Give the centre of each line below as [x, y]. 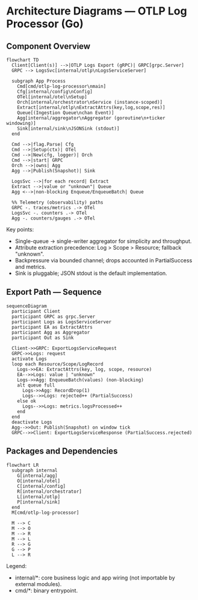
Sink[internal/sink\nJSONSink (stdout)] [68, 128]
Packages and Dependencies [62, 451]
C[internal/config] [42, 486]
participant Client [36, 311]
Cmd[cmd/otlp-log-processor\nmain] [62, 86]
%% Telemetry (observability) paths [57, 203]
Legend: [17, 566]
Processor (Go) [45, 24]
